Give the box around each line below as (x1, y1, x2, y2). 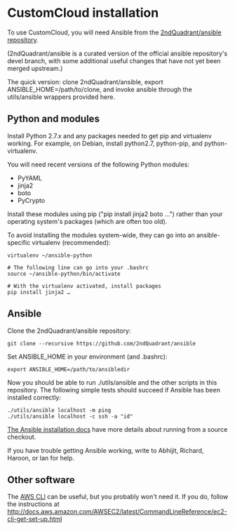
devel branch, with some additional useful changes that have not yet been (7, 56, 221, 65)
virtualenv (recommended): (32, 238, 111, 246)
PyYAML (17, 173, 42, 182)
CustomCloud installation (7, 5, 159, 21)
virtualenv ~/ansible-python (7, 251, 93, 259)
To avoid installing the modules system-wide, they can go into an (7, 230, 195, 239)
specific (7, 238, 31, 246)
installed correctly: (7, 393, 62, 402)
